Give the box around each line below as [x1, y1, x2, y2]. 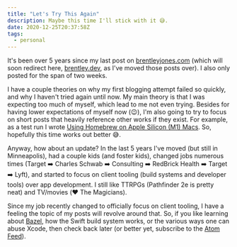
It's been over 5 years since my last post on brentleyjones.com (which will [7, 56, 223, 65]
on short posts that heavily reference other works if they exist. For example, [7, 115, 229, 124]
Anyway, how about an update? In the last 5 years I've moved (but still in [7, 144, 218, 153]
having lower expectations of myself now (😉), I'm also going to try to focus [7, 108, 227, 116]
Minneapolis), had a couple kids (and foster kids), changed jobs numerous [7, 152, 224, 160]
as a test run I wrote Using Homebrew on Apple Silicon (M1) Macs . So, [7, 123, 212, 131]
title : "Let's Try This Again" [7, 10, 100, 18]
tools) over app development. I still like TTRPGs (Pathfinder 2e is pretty [7, 180, 214, 189]
